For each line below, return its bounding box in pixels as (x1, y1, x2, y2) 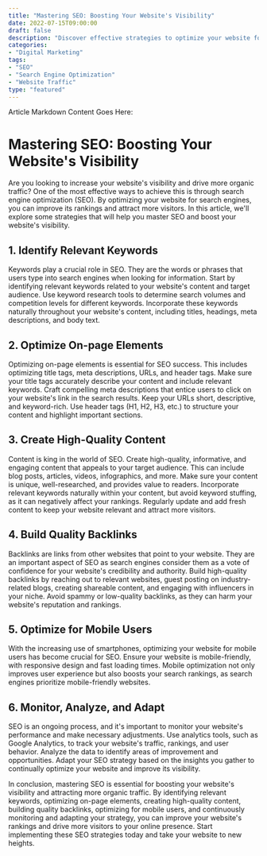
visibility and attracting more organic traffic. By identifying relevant (8, 788, 226, 797)
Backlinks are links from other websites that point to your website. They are (8, 549, 255, 559)
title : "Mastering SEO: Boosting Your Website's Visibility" (8, 11, 215, 20)
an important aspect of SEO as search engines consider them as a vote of (8, 557, 250, 567)
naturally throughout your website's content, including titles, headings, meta (8, 307, 257, 316)
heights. (8, 839, 35, 848)
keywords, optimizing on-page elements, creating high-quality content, (8, 796, 242, 806)
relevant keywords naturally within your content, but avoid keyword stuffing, (8, 488, 257, 498)
